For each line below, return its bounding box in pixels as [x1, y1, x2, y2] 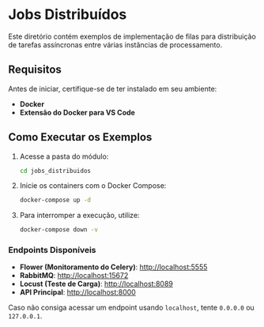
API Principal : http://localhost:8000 [19, 288, 136, 297]
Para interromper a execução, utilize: [19, 211, 140, 220]
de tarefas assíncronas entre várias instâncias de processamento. [8, 39, 223, 49]
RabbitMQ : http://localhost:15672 [19, 271, 129, 280]
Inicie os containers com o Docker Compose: [19, 181, 167, 190]
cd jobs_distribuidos [19, 167, 91, 175]
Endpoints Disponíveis [8, 245, 96, 256]
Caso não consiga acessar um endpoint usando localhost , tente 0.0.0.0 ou [8, 303, 255, 313]
